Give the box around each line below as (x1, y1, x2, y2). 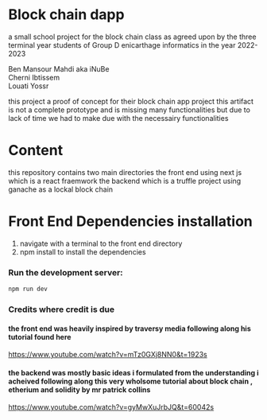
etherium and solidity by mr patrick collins (8, 384, 151, 395)
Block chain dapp (8, 6, 125, 24)
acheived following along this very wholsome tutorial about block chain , (8, 376, 253, 386)
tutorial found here (8, 332, 72, 341)
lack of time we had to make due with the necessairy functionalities (8, 113, 229, 122)
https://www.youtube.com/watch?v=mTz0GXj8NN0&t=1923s (8, 350, 208, 360)
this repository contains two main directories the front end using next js (8, 167, 242, 177)
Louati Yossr (8, 81, 49, 91)
